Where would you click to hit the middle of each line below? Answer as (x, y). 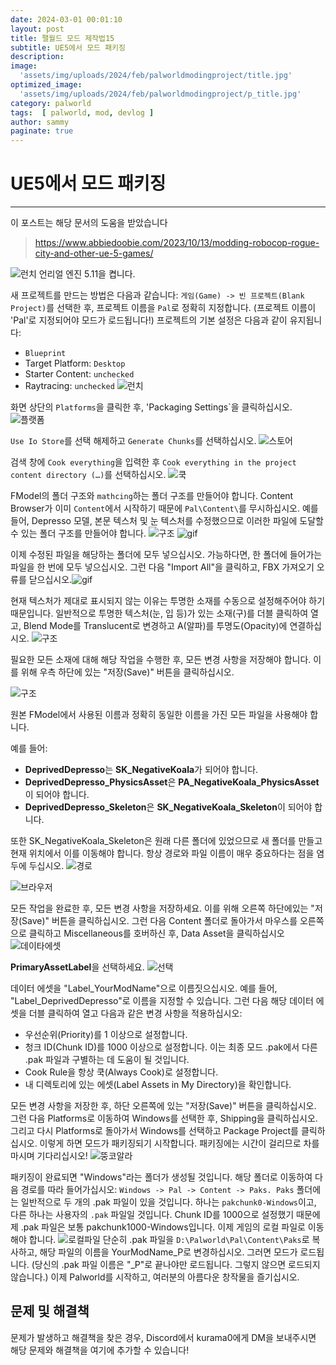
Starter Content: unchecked (79, 374)
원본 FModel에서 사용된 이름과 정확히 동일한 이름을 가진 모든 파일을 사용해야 (159, 715)
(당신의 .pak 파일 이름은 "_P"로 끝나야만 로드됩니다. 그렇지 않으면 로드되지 (176, 1265)
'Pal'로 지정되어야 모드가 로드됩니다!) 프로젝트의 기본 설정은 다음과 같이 (149, 320)
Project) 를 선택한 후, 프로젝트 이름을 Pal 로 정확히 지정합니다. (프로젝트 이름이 (163, 308)
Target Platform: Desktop (75, 363)
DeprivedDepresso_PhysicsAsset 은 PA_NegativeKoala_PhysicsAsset (172, 782)
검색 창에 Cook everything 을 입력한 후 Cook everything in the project (153, 462)
